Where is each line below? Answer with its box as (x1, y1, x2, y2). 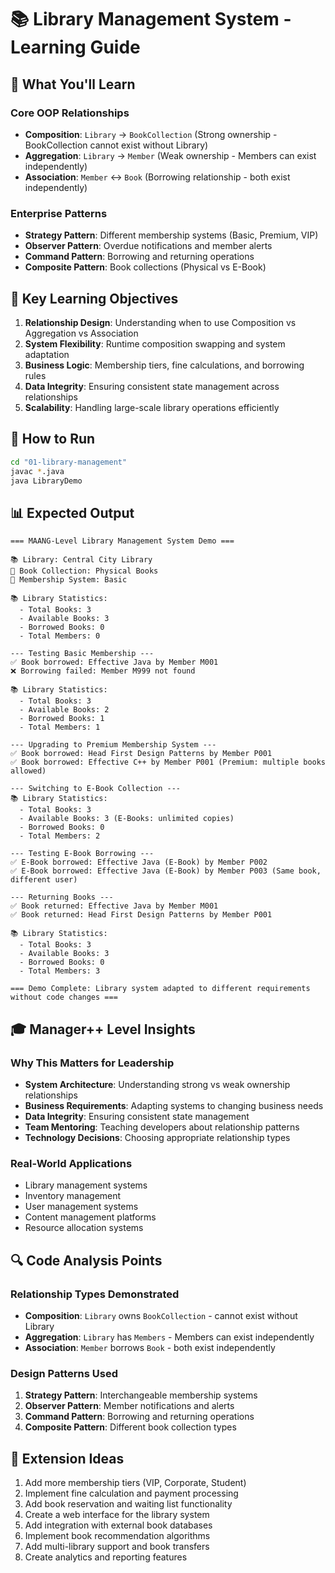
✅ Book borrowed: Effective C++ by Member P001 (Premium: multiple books (10, 757, 327, 768)
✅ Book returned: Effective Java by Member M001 (10, 901, 219, 911)
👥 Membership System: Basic (10, 575, 128, 585)
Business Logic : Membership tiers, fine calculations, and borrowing (24, 359, 305, 371)
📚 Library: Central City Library (10, 555, 153, 565)
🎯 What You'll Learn (10, 76, 136, 93)
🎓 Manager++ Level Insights (10, 1021, 196, 1038)
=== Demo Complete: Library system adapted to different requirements (10, 984, 311, 994)
